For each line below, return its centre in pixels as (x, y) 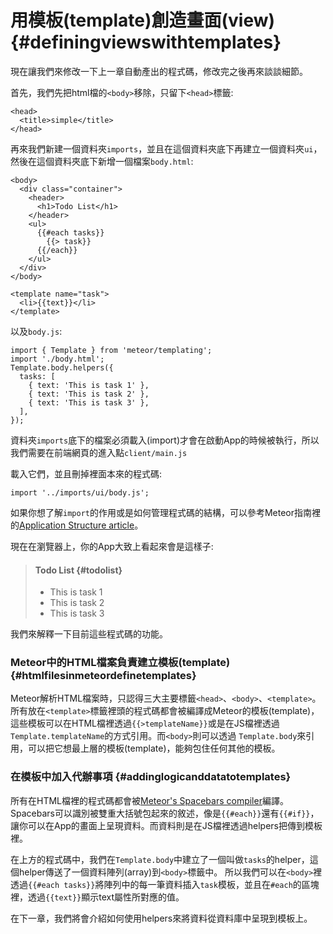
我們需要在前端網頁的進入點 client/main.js (99, 452)
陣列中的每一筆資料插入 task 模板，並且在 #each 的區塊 (211, 884)
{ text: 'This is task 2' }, (89, 394)
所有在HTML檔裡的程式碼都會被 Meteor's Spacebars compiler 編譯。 (149, 800)
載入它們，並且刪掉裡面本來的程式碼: (86, 473)
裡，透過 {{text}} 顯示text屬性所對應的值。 (97, 897)
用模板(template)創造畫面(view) (143, 20)
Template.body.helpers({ (62, 367)
